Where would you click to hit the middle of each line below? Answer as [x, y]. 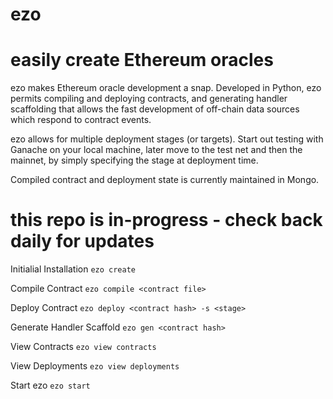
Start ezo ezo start [50, 385]
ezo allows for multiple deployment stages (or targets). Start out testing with [167, 139]
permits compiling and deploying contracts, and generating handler [149, 99]
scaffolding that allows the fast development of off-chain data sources [155, 109]
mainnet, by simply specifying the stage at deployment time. [134, 160]
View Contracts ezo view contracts [83, 347]
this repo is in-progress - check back [166, 220]
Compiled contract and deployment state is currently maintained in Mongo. [165, 180]
